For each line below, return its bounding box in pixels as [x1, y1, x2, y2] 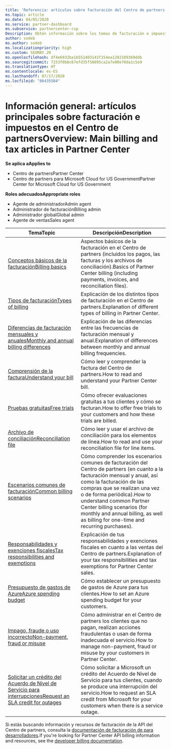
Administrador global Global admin [12, 212, 84, 218]
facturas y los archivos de [80, 256, 142, 264]
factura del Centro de [80, 364, 132, 371]
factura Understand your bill [8, 373, 74, 381]
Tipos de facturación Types [8, 297, 72, 304]
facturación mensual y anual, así [80, 472, 158, 479]
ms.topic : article [5, 12, 44, 17]
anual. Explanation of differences [80, 337, 158, 344]
